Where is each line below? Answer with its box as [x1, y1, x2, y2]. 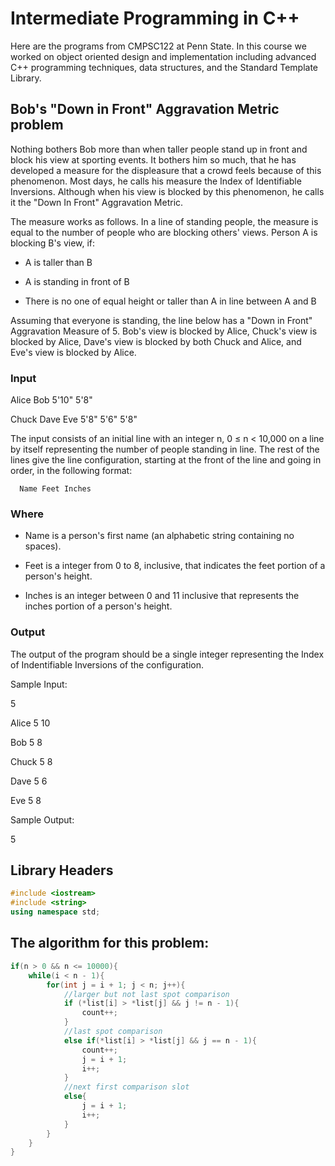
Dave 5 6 [10, 775, 48, 787]
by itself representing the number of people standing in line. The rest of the [10, 443, 320, 456]
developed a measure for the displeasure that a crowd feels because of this [10, 164, 322, 176]
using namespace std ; [10, 907, 101, 917]
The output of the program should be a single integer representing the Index [10, 648, 325, 660]
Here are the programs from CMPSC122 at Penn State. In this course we [10, 40, 307, 52]
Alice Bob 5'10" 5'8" [10, 394, 93, 406]
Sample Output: [10, 813, 75, 826]
